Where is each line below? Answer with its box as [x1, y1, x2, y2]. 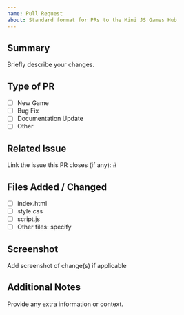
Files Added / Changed [7, 181, 108, 193]
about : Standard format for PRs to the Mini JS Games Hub [7, 17, 177, 23]
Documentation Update [17, 115, 84, 123]
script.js [17, 215, 40, 223]
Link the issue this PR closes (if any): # [7, 161, 117, 169]
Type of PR [7, 80, 55, 92]
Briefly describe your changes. [7, 60, 95, 69]
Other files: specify [17, 222, 72, 231]
